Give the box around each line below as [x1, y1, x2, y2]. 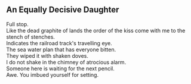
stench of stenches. [6, 33, 56, 41]
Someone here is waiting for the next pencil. [6, 65, 115, 72]
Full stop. [6, 20, 29, 27]
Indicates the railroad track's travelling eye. [6, 39, 112, 46]
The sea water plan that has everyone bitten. [6, 46, 116, 53]
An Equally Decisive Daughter [6, 5, 119, 15]
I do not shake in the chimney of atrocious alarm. [6, 58, 127, 66]
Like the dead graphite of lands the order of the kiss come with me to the [6, 27, 186, 34]
